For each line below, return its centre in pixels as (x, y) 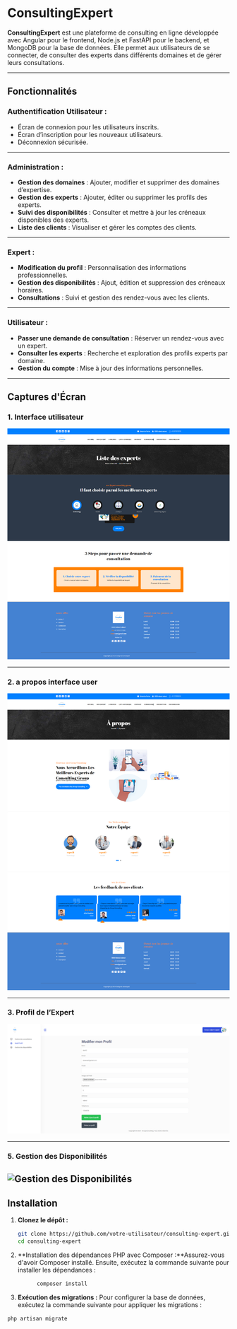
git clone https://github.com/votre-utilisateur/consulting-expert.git (125, 1234)
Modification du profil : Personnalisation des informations (102, 268)
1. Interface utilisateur (45, 417)
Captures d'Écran (47, 397)
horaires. (30, 290)
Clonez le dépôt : (43, 1220)
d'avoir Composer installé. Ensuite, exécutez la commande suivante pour (123, 1262)
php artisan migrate (38, 1318)
